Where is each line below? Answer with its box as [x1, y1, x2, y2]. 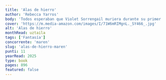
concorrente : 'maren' [5, 40, 50, 45]
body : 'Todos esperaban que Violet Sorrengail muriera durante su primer [5, 16, 162, 21]
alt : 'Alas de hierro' [5, 26, 52, 31]
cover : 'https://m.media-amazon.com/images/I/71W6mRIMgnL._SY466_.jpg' [5, 21, 157, 26]
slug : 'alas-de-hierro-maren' [5, 44, 68, 49]
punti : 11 [5, 49, 26, 54]
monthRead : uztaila [5, 30, 46, 35]
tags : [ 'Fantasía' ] [5, 35, 46, 40]
